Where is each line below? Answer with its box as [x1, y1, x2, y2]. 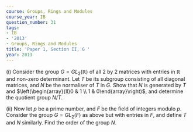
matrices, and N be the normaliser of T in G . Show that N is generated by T [6, 82, 187, 89]
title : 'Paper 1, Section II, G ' [6, 47, 91, 52]
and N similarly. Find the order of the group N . [6, 119, 117, 126]
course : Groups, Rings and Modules [6, 8, 93, 15]
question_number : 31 [6, 19, 57, 25]
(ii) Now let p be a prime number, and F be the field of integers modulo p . [6, 105, 182, 112]
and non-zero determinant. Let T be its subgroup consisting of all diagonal [6, 76, 185, 83]
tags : [6, 24, 19, 31]
